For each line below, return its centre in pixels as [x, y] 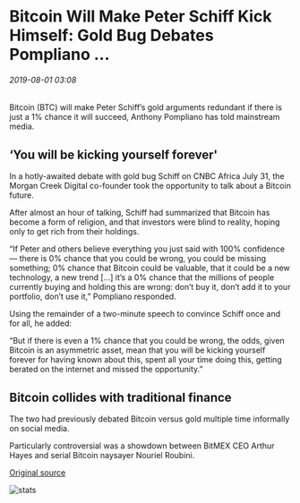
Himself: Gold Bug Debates [111, 35]
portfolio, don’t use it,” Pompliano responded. [93, 296]
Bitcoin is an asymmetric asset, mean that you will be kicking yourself [137, 350]
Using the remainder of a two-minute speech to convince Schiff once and [145, 314]
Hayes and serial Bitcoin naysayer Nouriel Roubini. [102, 456]
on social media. [39, 429]
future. [21, 195]
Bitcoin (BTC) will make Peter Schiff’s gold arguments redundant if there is [146, 107]
